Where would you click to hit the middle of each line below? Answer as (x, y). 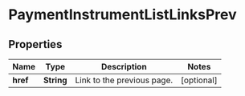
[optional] (199, 80)
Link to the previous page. (124, 80)
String (55, 80)
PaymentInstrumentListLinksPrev (122, 15)
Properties (35, 44)
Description (124, 67)
